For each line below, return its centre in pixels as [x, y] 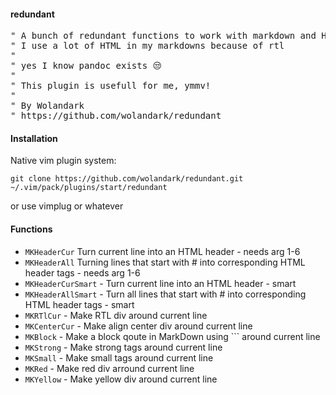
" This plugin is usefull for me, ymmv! [111, 86]
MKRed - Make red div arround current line [109, 368]
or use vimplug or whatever [67, 206]
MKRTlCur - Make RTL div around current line [116, 315]
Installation [34, 138]
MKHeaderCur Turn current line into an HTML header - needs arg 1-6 [162, 251]
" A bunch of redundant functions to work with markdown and [163, 36]
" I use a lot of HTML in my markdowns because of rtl [147, 46]
